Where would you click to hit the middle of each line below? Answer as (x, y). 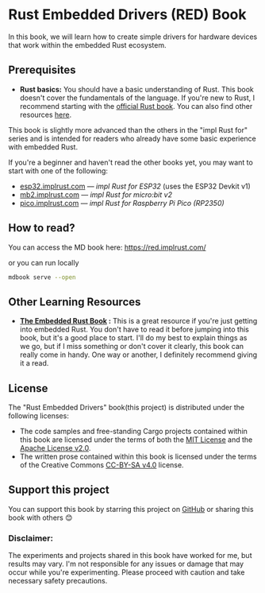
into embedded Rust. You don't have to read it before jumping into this (134, 329)
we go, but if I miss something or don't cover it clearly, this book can (132, 347)
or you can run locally (44, 262)
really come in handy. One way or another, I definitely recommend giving (138, 355)
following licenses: (38, 416)
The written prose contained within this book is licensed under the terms (138, 457)
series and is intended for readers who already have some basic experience (132, 138)
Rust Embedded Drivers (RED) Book (128, 15)
